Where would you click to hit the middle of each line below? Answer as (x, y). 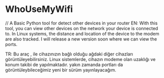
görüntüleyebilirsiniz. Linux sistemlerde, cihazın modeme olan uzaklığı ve (80, 59)
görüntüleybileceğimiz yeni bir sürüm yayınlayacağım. (61, 70)
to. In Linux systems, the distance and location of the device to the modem (82, 33)
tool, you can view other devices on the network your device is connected (82, 28)
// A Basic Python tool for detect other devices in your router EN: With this (81, 23)
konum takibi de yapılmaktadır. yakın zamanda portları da (64, 64)
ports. (11, 44)
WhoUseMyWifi (39, 9)
